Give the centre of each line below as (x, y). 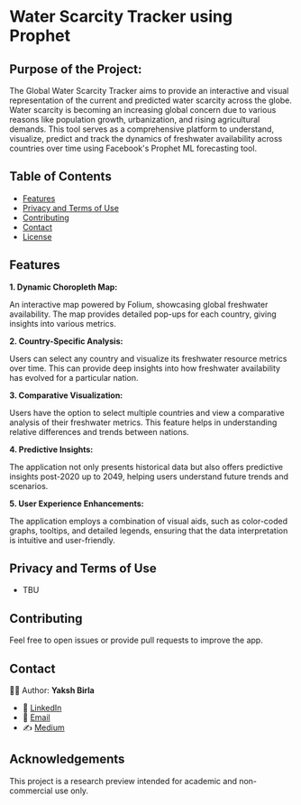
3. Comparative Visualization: (66, 395)
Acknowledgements (67, 759)
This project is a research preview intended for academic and (123, 781)
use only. (71, 791)
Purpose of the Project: (76, 69)
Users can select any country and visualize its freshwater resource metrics (148, 358)
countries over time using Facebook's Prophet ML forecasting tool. (133, 148)
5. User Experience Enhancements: (77, 504)
